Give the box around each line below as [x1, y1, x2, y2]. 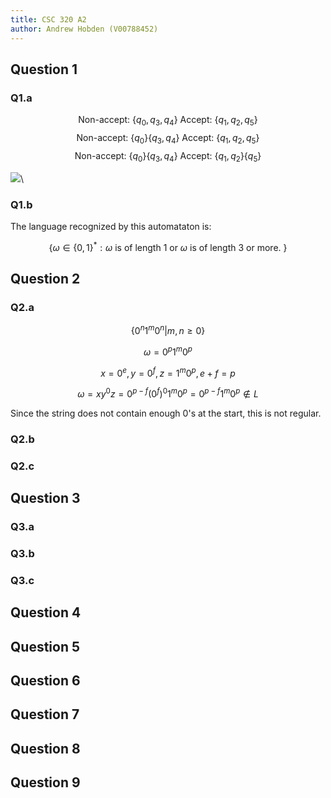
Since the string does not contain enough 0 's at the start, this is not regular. [10, 407, 322, 419]
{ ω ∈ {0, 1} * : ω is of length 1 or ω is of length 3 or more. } [48, 239, 288, 253]
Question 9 [10, 774, 81, 791]
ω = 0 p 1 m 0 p [143, 344, 193, 358]
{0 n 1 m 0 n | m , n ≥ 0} [130, 323, 206, 336]
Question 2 [10, 270, 81, 287]
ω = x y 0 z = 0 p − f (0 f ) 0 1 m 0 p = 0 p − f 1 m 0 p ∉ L [77, 386, 259, 400]
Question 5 [10, 638, 81, 655]
